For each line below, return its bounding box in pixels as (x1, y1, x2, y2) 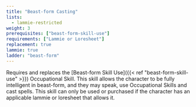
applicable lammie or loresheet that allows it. (6, 94, 115, 101)
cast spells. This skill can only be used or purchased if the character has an (6, 87, 191, 95)
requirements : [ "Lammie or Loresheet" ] (6, 36, 105, 42)
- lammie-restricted (11, 20, 62, 25)
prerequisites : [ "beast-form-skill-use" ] (6, 31, 110, 37)
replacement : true (6, 42, 52, 48)
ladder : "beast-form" (6, 53, 60, 59)
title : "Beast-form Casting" (6, 8, 78, 15)
